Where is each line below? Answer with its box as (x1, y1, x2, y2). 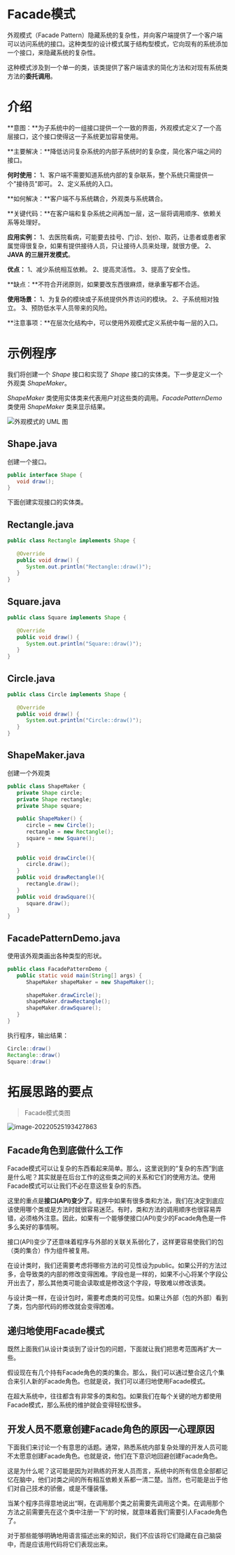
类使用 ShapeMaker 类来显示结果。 (7, 402, 110, 411)
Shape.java (7, 438, 57, 450)
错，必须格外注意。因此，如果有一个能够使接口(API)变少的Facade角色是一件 (7, 1214, 227, 1223)
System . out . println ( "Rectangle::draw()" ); (25, 563, 152, 570)
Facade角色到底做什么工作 (7, 1144, 123, 1156)
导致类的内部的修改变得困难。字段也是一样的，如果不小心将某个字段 (25, 1270, 222, 1279)
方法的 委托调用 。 (7, 71, 57, 80)
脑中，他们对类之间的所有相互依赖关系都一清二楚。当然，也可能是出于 (19, 1475, 222, 1484)
